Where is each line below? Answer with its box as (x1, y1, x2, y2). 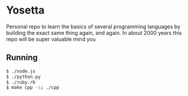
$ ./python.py (6, 74, 41, 80)
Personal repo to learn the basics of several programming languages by (6, 23, 181, 30)
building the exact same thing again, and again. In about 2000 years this (6, 29, 182, 36)
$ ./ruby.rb (6, 79, 35, 85)
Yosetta (6, 4, 45, 17)
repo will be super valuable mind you (6, 35, 96, 42)
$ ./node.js (6, 68, 35, 74)
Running (6, 52, 38, 62)
